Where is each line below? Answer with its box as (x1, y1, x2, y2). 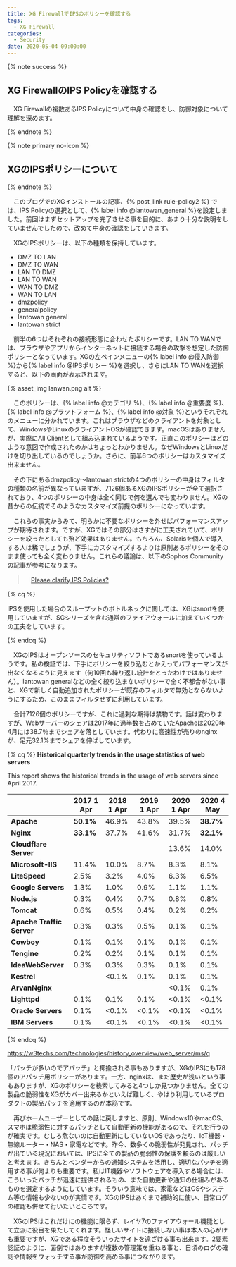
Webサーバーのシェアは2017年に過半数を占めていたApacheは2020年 (25, 718, 225, 727)
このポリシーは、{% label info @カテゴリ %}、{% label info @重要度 (13, 398, 212, 407)
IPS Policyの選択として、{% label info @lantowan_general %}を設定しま (19, 206, 228, 214)
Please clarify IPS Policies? (30, 575, 109, 584)
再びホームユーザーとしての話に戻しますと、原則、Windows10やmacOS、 (13, 1113, 227, 1122)
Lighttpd (11, 994, 40, 1004)
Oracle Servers (11, 1005, 63, 1015)
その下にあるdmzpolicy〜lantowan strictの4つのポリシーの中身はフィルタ (13, 475, 225, 484)
